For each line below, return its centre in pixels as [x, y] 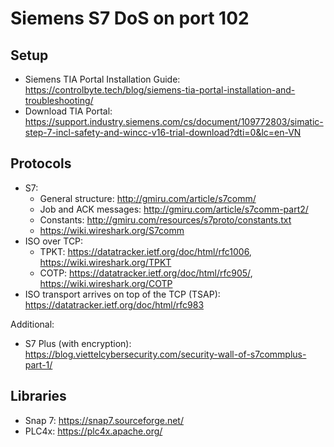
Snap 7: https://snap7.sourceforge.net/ [104, 420]
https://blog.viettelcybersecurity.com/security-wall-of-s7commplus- [165, 354]
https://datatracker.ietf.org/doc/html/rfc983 [114, 304]
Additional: [32, 324]
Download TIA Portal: [68, 111]
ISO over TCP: [54, 241]
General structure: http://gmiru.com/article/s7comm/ [148, 198]
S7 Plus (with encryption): [78, 343]
